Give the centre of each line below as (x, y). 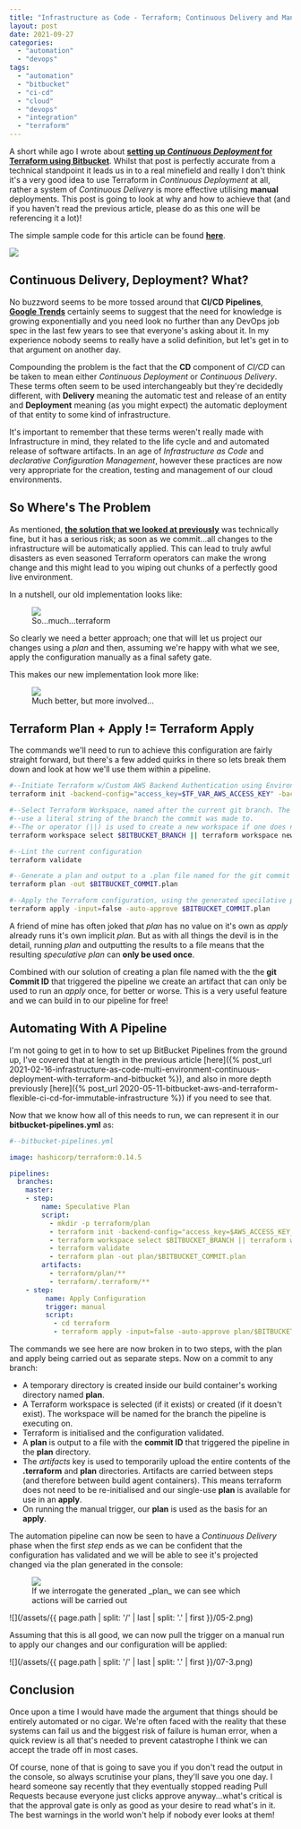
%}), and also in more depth (219, 1078)
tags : (19, 68)
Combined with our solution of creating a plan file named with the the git (143, 971)
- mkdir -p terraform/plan (99, 1223)
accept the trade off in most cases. (74, 1749)
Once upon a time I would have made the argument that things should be (144, 1712)
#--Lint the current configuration (76, 851)
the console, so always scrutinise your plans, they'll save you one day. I (141, 1776)
